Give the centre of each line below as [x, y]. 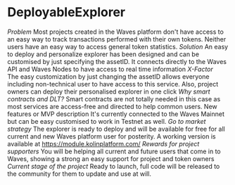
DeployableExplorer [66, 12]
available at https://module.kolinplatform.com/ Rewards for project [103, 143]
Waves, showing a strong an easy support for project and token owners [111, 158]
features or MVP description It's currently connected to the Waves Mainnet [116, 114]
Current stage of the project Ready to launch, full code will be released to [114, 166]
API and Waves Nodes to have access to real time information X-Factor [110, 69]
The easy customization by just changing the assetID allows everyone [108, 76]
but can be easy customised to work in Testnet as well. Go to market [107, 121]
